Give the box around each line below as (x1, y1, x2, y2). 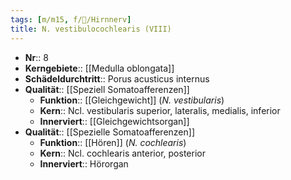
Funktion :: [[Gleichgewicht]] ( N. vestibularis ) (39, 94, 225, 106)
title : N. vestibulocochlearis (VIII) (10, 24, 172, 34)
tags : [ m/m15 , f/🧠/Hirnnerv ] (10, 14, 132, 25)
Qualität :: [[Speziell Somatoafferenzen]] (24, 83, 190, 95)
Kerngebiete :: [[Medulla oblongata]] (24, 62, 175, 74)
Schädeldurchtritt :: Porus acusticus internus (24, 72, 210, 85)
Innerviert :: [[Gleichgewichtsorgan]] (39, 115, 190, 127)
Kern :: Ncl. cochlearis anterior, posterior (39, 147, 206, 159)
